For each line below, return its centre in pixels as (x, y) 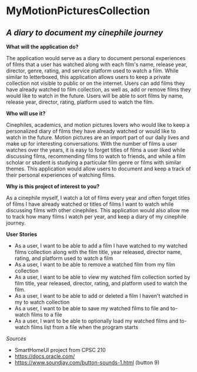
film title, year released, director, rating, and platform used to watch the (101, 283)
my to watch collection (42, 302)
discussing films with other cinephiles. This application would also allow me (98, 210)
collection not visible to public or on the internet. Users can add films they (96, 83)
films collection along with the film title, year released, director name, (98, 252)
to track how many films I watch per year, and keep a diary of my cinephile (96, 217)
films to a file (47, 315)
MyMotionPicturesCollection (78, 11)
